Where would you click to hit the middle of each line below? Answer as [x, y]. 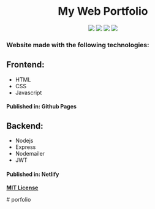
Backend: [25, 126]
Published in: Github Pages [41, 107]
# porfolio [19, 200]
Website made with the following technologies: [78, 45]
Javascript [28, 93]
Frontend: [25, 65]
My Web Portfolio [103, 11]
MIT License [22, 188]
